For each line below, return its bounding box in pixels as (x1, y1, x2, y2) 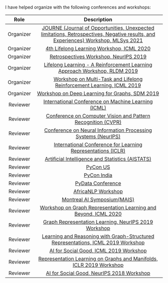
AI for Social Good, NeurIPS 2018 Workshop (45, 270, 150, 277)
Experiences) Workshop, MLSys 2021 (53, 37, 143, 44)
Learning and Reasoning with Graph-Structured (41, 233, 154, 240)
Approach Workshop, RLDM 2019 (58, 67, 138, 74)
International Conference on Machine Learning (43, 98, 153, 105)
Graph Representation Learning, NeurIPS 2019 (43, 219, 153, 225)
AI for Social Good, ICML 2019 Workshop (49, 247, 147, 254)
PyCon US (85, 164, 110, 170)
